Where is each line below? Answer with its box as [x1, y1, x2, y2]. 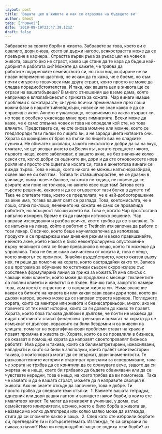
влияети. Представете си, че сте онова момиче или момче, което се [5, 125, 149, 131]
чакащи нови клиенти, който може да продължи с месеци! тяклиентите [5, 275, 154, 280]
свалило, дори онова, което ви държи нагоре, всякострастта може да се [5, 48, 156, 54]
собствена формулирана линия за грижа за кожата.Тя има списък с [5, 269, 146, 275]
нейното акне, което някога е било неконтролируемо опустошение [5, 238, 144, 244]
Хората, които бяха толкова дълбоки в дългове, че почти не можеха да [5, 310, 153, 316]
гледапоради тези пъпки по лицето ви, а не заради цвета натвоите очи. [5, 130, 153, 136]
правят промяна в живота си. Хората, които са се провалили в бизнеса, [5, 331, 155, 337]
